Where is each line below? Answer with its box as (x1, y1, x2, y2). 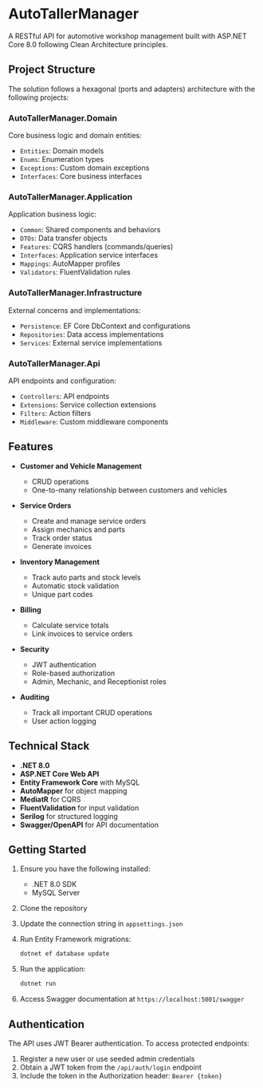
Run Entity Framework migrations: (19, 935, 131, 944)
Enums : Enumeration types (19, 155, 104, 164)
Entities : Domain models (19, 146, 104, 156)
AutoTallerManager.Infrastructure (8, 287, 143, 299)
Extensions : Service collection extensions (19, 400, 157, 409)
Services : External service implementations (19, 338, 163, 347)
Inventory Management (19, 556, 100, 567)
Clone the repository (19, 904, 88, 913)
